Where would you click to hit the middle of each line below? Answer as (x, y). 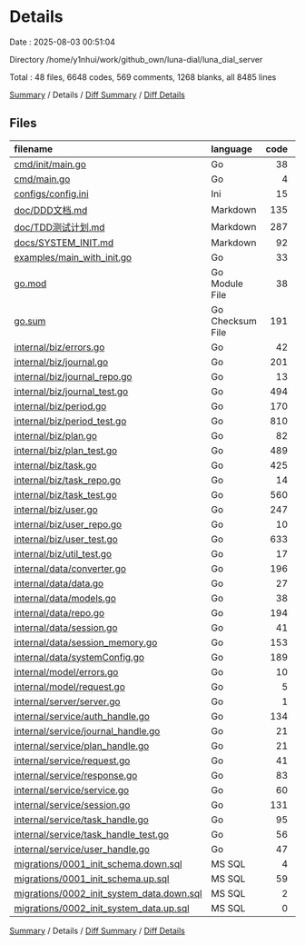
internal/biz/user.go (56, 509)
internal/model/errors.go (66, 671)
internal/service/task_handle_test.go (92, 834)
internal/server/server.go (67, 701)
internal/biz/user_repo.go (68, 524)
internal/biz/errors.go (59, 347)
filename (34, 149)
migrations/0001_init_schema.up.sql (92, 879)
